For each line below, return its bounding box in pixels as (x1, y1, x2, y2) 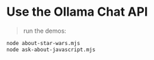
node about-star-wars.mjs (6, 40, 80, 46)
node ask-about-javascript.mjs (6, 46, 96, 53)
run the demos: (23, 27, 66, 35)
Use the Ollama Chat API (6, 4, 149, 20)
